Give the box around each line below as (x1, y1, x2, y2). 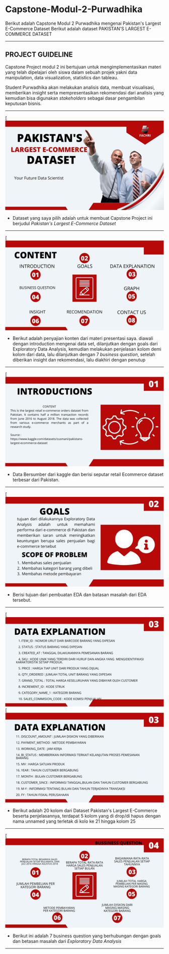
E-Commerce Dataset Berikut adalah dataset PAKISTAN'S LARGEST (5, 25, 146, 31)
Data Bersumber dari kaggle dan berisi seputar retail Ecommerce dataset (12, 471, 164, 478)
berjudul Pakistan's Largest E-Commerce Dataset (12, 221, 116, 227)
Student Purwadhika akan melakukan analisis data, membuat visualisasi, (5, 84, 155, 90)
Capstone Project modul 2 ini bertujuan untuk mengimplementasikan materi (5, 64, 162, 70)
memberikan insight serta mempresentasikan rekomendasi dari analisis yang (5, 89, 164, 95)
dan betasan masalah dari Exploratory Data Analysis (12, 938, 122, 944)
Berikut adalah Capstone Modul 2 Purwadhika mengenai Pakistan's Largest (5, 20, 161, 26)
